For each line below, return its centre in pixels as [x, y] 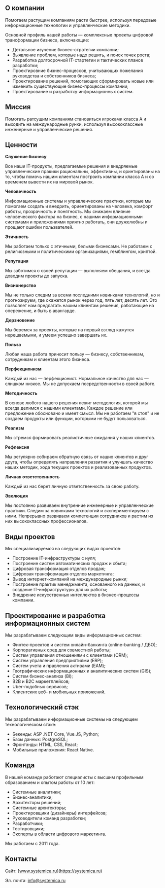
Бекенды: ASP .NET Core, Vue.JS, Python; [56, 734]
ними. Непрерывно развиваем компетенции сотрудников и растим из [79, 516]
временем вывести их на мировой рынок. [49, 182]
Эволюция [16, 496]
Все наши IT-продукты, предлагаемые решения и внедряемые [71, 166]
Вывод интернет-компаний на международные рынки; [70, 579]
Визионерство [21, 285]
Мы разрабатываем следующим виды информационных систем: [73, 635]
